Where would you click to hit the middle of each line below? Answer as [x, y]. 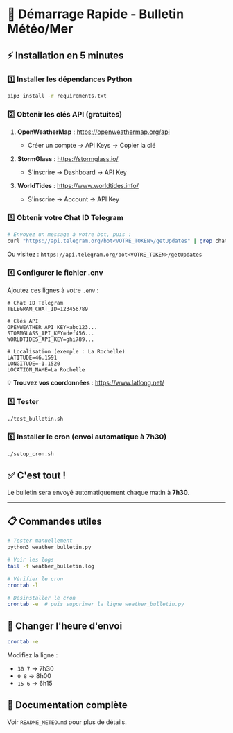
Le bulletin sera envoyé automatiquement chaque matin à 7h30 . [98, 492]
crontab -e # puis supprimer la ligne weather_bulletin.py [96, 604]
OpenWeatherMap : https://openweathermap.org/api [93, 132]
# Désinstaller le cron [42, 598]
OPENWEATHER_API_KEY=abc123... [52, 328]
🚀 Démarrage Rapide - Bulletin [96, 14]
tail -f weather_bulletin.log [51, 566]
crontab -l [23, 585]
